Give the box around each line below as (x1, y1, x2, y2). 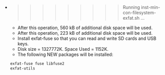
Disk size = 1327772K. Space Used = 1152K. (17, 46, 109, 52)
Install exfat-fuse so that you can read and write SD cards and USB (17, 35, 157, 41)
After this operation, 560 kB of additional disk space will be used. (17, 25, 153, 31)
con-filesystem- (122, 10, 156, 16)
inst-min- (140, 5, 160, 10)
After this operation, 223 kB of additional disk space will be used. (17, 30, 153, 36)
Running (122, 5, 140, 10)
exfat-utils (10, 65, 35, 71)
